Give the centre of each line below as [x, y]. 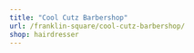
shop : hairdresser [44, 34]
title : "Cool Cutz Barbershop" [69, 18]
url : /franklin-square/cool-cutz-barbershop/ [97, 26]
